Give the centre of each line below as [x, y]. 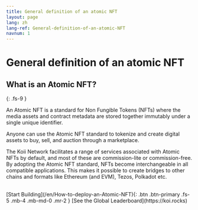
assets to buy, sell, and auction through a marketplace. [73, 140]
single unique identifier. [35, 123]
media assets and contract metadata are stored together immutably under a [98, 116]
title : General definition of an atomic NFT [62, 12]
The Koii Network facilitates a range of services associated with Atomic [93, 152]
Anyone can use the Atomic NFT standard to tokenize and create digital [93, 134]
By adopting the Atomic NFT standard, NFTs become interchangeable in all [97, 164]
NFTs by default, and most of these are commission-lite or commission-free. [99, 158]
